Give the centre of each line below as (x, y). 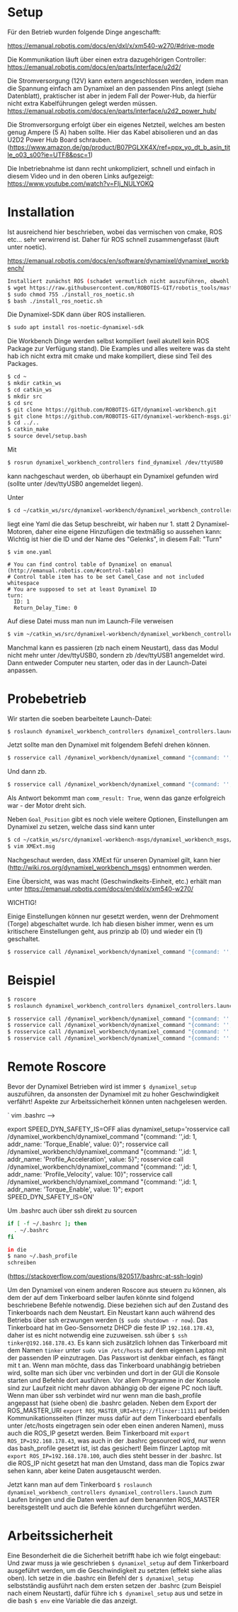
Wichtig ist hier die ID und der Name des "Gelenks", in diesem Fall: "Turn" (115, 539)
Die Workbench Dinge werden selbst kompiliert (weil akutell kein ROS (108, 341)
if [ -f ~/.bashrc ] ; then (47, 1223)
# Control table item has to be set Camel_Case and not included (106, 577)
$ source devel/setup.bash (47, 436)
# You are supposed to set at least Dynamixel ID (82, 589)
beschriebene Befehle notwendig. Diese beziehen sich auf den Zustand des (118, 1305)
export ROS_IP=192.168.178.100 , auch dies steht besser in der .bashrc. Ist (114, 1456)
